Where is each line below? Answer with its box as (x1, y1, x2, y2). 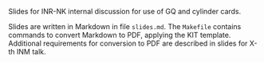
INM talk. (16, 47, 46, 56)
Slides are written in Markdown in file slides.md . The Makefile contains (8, 22, 242, 31)
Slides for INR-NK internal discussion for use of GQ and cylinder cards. (8, 7, 242, 16)
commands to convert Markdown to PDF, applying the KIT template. (8, 31, 231, 39)
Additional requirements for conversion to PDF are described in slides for (8, 39, 248, 48)
